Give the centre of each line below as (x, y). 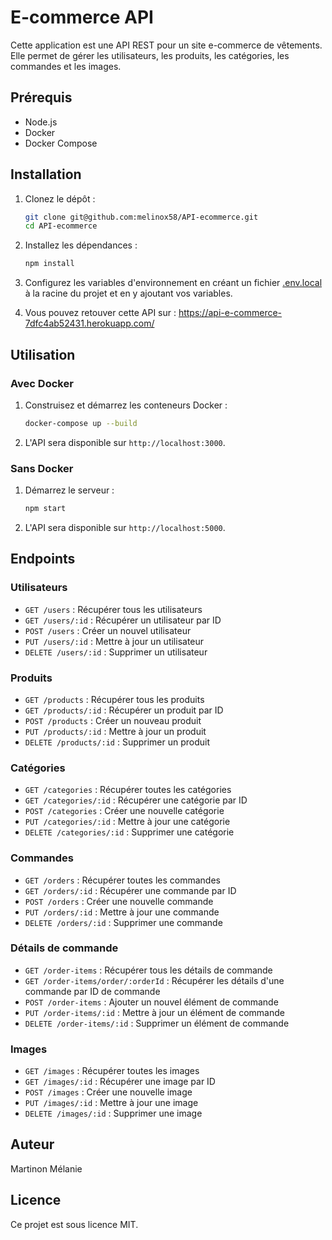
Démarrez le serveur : (69, 490)
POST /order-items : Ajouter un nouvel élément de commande (151, 1002)
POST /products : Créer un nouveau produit (113, 720)
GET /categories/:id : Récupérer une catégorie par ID (136, 800)
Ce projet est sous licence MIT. (74, 1224)
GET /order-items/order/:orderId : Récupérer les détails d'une (154, 980)
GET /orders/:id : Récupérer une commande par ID (130, 890)
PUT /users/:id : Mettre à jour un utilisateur (114, 641)
